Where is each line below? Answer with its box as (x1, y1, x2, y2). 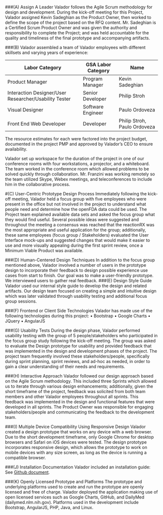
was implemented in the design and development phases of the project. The (5, 348, 158, 354)
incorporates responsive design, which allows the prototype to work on (5, 445, 147, 450)
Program (82, 75, 103, 82)
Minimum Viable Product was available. (5, 248, 83, 253)
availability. (5, 146, 28, 152)
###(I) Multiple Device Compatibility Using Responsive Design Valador (5, 424, 146, 429)
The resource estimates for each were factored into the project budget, (5, 136, 147, 141)
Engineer (82, 109, 103, 116)
